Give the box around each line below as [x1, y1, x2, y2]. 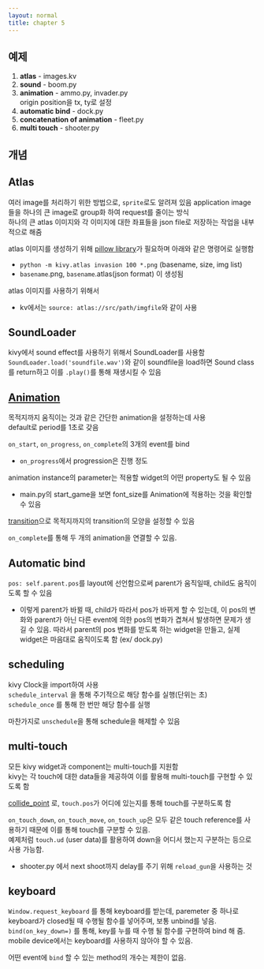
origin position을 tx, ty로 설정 [19, 98, 112, 107]
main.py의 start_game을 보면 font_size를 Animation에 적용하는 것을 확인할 [19, 490, 252, 499]
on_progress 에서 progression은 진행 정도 [19, 456, 148, 466]
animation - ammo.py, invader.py [19, 88, 128, 98]
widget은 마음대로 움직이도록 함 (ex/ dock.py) [19, 634, 163, 644]
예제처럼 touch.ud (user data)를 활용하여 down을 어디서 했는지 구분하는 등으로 [8, 834, 252, 844]
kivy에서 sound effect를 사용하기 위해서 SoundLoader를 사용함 [8, 348, 205, 357]
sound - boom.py [19, 80, 77, 89]
